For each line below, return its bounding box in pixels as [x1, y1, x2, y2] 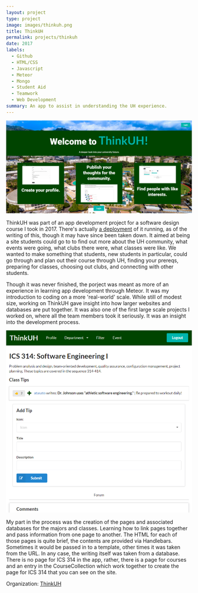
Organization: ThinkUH [6, 580, 62, 587]
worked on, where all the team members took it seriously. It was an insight [6, 312, 187, 319]
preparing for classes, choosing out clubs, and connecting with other [6, 263, 174, 270]
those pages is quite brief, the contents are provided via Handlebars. [6, 537, 173, 544]
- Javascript [11, 66, 44, 72]
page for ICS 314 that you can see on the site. [6, 568, 117, 576]
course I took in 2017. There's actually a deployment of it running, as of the [6, 225, 187, 232]
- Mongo [11, 78, 31, 84]
